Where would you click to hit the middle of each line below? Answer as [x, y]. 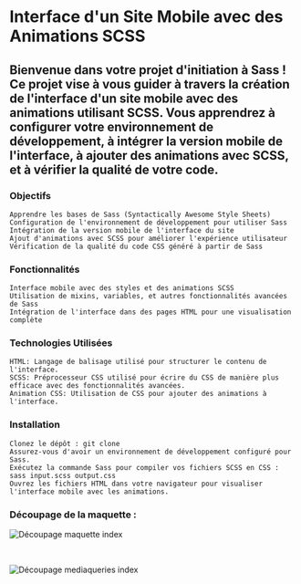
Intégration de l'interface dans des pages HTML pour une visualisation [150, 312]
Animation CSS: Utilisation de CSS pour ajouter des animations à [138, 394]
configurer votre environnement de [112, 126]
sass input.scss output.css [63, 475]
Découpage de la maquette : [73, 515]
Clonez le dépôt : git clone [65, 443]
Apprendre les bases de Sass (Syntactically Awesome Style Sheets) [140, 214]
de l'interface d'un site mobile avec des [124, 98]
